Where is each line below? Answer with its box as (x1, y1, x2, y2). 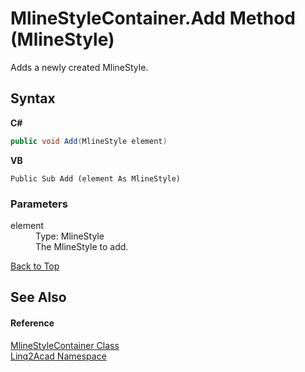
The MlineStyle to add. (35, 240, 129, 252)
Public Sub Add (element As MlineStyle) (10, 173, 182, 184)
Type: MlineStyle (35, 230, 105, 242)
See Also (10, 289, 67, 306)
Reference (10, 317, 55, 329)
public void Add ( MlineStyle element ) (10, 136, 168, 146)
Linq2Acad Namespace (10, 350, 107, 362)
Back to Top (10, 260, 60, 272)
